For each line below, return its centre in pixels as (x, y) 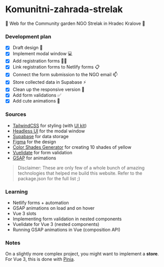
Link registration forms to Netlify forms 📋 (56, 67)
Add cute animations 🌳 (36, 101)
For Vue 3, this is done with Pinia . (40, 259)
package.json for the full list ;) (49, 178)
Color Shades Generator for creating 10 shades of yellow (72, 147)
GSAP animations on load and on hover (54, 208)
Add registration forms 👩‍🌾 (40, 61)
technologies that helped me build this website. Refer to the (80, 173)
